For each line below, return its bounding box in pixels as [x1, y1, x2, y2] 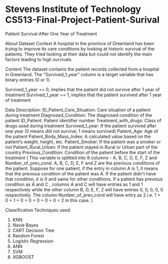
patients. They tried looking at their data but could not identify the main [5, 51, 152, 57]
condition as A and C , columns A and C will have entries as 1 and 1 [5, 181, 143, 187]
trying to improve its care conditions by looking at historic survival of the [5, 46, 154, 52]
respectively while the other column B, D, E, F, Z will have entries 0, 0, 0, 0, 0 [5, 186, 163, 192]
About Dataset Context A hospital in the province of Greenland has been [5, 40, 154, 46]
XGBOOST [12, 254, 34, 260]
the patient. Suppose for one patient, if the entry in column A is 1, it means [5, 165, 158, 171]
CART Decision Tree [12, 227, 55, 233]
